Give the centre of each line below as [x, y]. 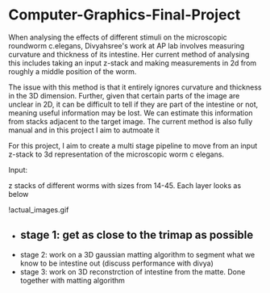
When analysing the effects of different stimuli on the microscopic [118, 37]
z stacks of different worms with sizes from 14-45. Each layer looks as [125, 185]
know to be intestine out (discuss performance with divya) [116, 263]
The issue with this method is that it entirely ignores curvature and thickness [135, 87]
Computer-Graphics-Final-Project [125, 15]
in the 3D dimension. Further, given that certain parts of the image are [124, 95]
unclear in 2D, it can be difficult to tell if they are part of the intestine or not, [133, 104]
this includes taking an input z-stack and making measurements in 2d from [133, 63]
